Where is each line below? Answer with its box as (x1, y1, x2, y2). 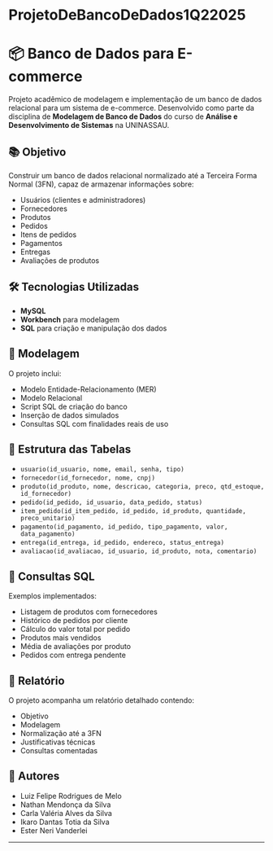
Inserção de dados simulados (19, 410, 119, 420)
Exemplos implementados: (8, 591, 97, 601)
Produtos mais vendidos (19, 633, 102, 643)
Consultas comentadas (19, 746, 98, 755)
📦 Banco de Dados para (8, 45, 175, 63)
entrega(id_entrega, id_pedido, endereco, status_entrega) (19, 539, 225, 547)
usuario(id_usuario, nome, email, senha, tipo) (19, 466, 184, 474)
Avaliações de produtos (19, 255, 100, 265)
